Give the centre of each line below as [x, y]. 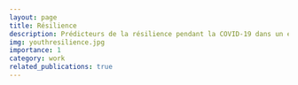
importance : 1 [35, 50]
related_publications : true [61, 67]
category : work [37, 58]
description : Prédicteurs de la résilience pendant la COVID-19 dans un [146, 34]
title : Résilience [43, 26]
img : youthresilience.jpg [57, 42]
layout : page [33, 17]
